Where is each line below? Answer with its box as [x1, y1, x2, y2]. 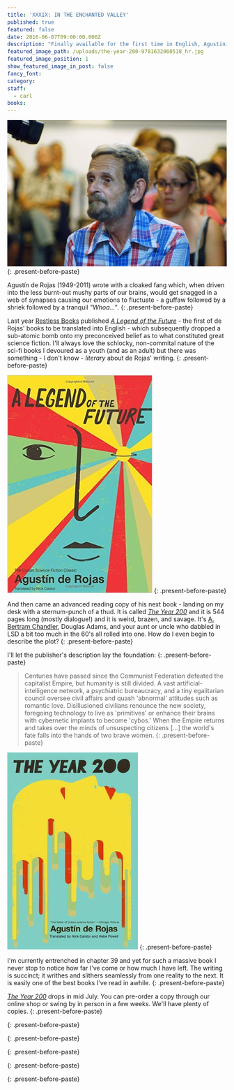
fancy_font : [7, 70, 42, 77]
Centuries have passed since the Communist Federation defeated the [24, 671, 224, 681]
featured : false [7, 26, 54, 33]
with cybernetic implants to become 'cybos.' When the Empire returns [24, 716, 225, 725]
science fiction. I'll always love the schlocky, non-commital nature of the [7, 339, 214, 347]
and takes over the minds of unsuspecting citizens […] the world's [24, 724, 214, 732]
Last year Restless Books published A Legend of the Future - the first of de [7, 317, 222, 325]
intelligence [24, 687, 58, 695]
